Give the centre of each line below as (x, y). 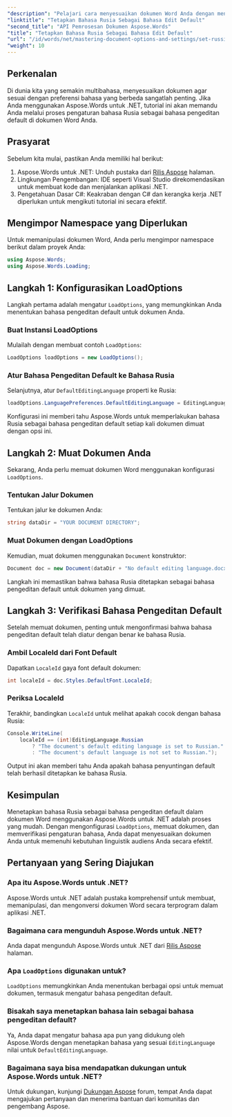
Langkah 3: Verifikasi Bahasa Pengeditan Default (115, 610)
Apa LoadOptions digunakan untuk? (67, 971)
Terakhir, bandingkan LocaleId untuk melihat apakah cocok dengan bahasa (114, 713)
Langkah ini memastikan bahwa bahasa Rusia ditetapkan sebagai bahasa (111, 581)
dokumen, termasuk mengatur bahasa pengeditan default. (90, 993)
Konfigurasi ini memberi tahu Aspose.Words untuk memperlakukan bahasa (113, 416)
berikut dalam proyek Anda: (47, 247)
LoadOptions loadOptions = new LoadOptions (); (75, 358)
